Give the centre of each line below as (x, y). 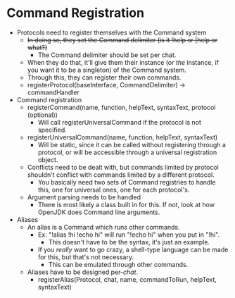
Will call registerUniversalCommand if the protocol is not (119, 122)
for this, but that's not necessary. (86, 257)
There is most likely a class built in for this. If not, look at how (126, 204)
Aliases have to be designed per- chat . (83, 272)
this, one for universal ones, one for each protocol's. (114, 190)
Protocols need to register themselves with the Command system (112, 32)
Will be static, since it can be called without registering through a (132, 144)
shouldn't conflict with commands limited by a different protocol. (121, 175)
